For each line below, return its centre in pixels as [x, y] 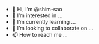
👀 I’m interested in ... [37, 15]
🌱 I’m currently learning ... [44, 22]
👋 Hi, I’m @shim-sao [37, 9]
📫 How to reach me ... [40, 35]
